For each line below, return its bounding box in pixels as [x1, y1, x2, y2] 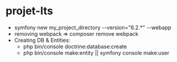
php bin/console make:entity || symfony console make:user [23, 49, 170, 56]
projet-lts [5, 4, 53, 18]
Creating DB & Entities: [14, 36, 71, 44]
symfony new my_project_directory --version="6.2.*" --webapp [14, 24, 172, 31]
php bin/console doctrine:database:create [23, 43, 127, 50]
